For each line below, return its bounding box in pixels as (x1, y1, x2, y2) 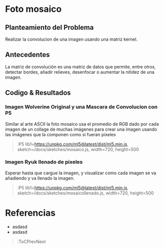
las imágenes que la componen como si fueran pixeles (5, 131, 116, 137)
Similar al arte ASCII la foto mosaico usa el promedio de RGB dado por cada (5, 121, 159, 127)
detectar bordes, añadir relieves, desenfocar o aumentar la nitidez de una (5, 69, 155, 75)
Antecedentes (5, 50, 50, 59)
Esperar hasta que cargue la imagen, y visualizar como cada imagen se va (5, 170, 157, 176)
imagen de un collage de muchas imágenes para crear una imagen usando (5, 126, 157, 132)
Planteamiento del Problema (5, 23, 94, 32)
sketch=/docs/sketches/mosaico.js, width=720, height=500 (17, 146, 139, 152)
